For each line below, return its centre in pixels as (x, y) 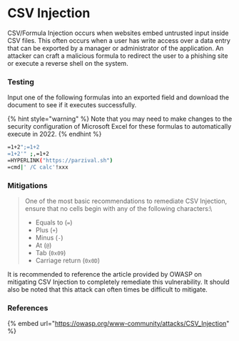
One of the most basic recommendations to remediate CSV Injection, (126, 201)
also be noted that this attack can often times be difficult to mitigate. (108, 290)
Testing (21, 81)
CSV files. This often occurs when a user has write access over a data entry (119, 40)
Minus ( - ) (49, 238)
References (28, 307)
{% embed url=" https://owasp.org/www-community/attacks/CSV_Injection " (118, 324)
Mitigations (27, 185)
